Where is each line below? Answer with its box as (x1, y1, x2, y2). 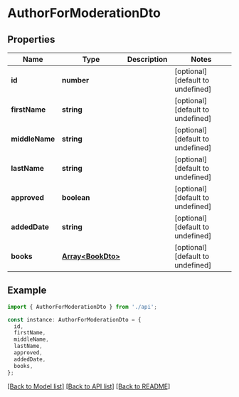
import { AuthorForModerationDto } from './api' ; (7, 303, 158, 310)
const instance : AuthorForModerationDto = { (7, 316, 142, 323)
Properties (7, 33, 55, 46)
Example (7, 285, 47, 297)
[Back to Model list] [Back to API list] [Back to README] (7, 382, 171, 391)
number (61, 75, 90, 85)
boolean (61, 193, 90, 202)
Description (127, 55, 168, 64)
